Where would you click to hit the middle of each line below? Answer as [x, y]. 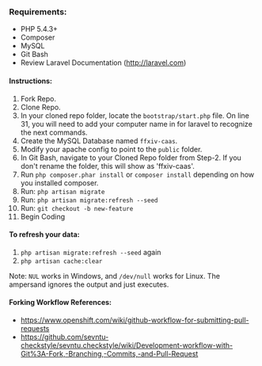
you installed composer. [59, 183]
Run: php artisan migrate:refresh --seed [89, 200]
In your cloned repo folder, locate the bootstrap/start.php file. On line [135, 115]
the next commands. [54, 132]
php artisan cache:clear [61, 261]
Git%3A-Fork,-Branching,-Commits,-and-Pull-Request [109, 353]
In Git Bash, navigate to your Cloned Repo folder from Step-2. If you [131, 158]
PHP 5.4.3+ [39, 29]
